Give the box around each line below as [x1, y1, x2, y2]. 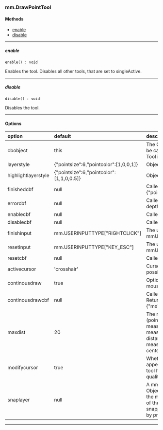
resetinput [7, 244, 31, 251]
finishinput [7, 230, 32, 237]
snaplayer [7, 396, 30, 403]
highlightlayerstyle [7, 172, 49, 179]
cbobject [7, 147, 28, 154]
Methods [5, 16, 24, 22]
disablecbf [7, 219, 32, 226]
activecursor [7, 266, 36, 272]
